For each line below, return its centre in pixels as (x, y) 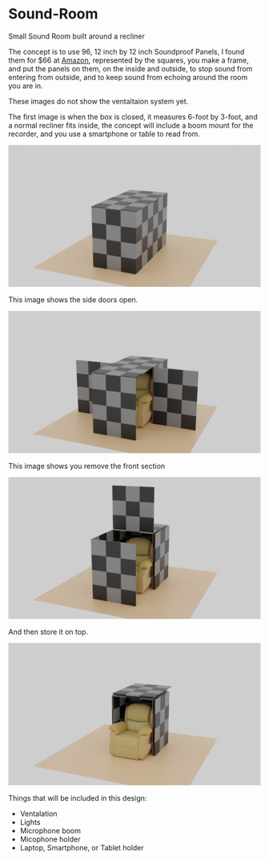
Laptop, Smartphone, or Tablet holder (82, 847)
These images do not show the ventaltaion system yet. (98, 101)
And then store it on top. (48, 632)
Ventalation (38, 814)
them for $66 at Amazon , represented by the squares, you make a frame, (129, 60)
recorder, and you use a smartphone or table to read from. (104, 134)
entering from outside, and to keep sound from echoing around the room (128, 77)
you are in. (26, 86)
